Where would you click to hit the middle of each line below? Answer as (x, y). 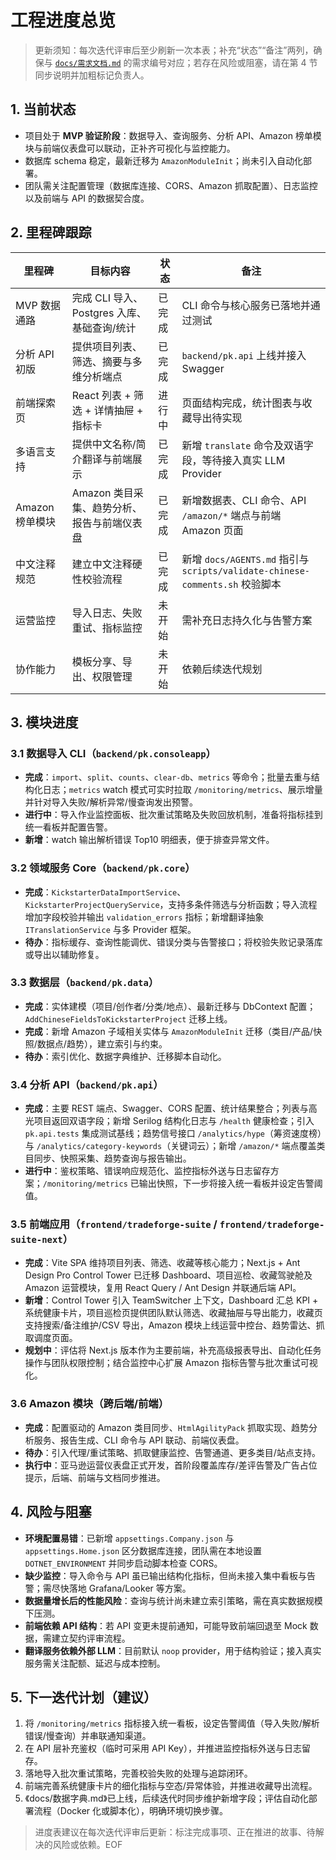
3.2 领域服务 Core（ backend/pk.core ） (103, 868)
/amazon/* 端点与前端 (231, 515)
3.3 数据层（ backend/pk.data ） (85, 983)
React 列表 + (101, 395)
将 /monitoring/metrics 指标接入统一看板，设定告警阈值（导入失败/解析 (172, 1723)
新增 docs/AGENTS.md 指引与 (245, 559)
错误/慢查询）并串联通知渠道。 (88, 1736)
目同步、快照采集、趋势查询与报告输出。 (108, 1158)
